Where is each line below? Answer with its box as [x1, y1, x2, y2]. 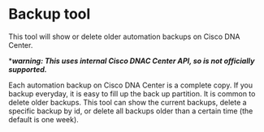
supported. [8, 64, 47, 74]
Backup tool [8, 5, 91, 23]
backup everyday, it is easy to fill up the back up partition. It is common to [8, 88, 256, 98]
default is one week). [8, 114, 79, 124]
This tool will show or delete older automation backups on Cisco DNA [8, 32, 240, 41]
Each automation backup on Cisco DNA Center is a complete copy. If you [8, 80, 253, 90]
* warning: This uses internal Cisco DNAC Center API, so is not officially [8, 56, 255, 66]
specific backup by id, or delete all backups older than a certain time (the [8, 106, 253, 116]
